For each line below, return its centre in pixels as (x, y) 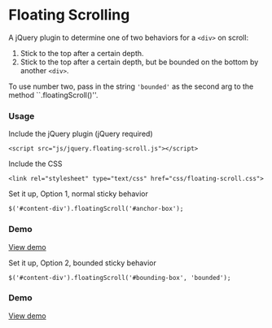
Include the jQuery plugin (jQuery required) (81, 134)
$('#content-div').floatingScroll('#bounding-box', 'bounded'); (120, 278)
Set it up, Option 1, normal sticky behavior (78, 194)
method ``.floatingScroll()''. (53, 94)
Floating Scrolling (69, 15)
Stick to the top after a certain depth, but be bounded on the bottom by (139, 62)
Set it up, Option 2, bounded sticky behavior (82, 263)
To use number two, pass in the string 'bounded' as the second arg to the (131, 86)
